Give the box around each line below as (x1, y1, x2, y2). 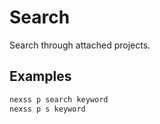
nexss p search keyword (9, 94, 109, 105)
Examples (9, 68, 72, 85)
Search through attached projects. (9, 39, 151, 51)
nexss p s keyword (9, 104, 86, 114)
